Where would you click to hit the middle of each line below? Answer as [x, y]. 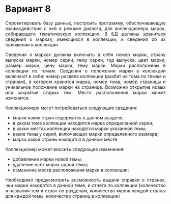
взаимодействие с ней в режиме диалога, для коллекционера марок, [85, 28]
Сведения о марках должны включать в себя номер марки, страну [85, 55]
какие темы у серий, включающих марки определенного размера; [85, 134]
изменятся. [18, 98]
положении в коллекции [32, 44]
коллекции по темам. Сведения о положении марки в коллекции [85, 71]
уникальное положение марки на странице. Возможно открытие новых [85, 87]
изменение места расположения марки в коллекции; [71, 170]
